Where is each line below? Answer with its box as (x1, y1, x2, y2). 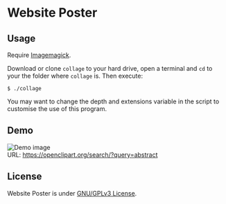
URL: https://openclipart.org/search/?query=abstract (7, 151, 158, 159)
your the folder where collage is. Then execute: (7, 71, 144, 80)
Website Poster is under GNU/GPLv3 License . (7, 189, 137, 197)
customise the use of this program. (7, 105, 107, 112)
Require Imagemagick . (7, 51, 71, 59)
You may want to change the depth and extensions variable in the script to (7, 97, 220, 105)
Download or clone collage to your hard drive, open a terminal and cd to (7, 65, 213, 72)
